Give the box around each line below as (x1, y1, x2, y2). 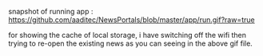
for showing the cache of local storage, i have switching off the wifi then (8, 31, 246, 39)
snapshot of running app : (8, 7, 94, 16)
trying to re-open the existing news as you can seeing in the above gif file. (8, 39, 253, 48)
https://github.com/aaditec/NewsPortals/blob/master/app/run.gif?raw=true (8, 15, 255, 24)
